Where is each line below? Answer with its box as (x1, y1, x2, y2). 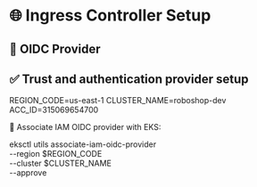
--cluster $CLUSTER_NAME (9, 158, 112, 169)
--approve (9, 167, 47, 178)
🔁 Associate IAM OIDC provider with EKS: (9, 122, 162, 133)
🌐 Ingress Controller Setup (9, 5, 211, 26)
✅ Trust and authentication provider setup (9, 71, 249, 86)
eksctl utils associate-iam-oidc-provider (9, 139, 157, 150)
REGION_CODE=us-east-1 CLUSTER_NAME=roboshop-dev (9, 95, 227, 106)
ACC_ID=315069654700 (9, 104, 99, 116)
